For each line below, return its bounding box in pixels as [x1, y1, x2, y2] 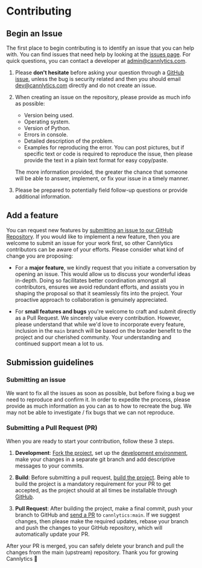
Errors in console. [24, 131, 68, 138]
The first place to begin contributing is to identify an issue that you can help [6, 44, 194, 51]
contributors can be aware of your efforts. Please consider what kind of [6, 246, 184, 253]
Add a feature [6, 211, 58, 221]
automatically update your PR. [14, 530, 90, 538]
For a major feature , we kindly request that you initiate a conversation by [14, 264, 197, 271]
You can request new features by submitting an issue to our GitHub [6, 226, 173, 233]
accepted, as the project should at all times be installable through [14, 486, 178, 494]
